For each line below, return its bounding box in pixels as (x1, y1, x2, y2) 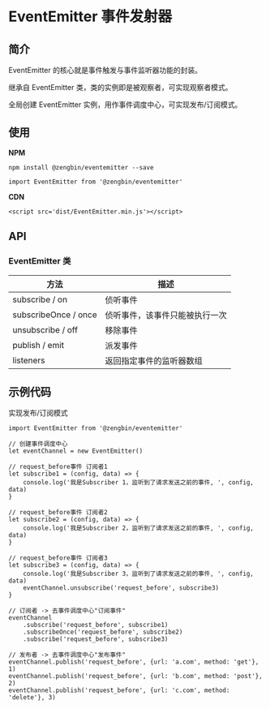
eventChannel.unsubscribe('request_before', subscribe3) (23, 584, 220, 592)
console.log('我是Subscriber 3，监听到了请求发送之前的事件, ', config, (23, 569, 254, 578)
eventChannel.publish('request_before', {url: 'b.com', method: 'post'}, (8, 672, 264, 681)
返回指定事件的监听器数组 (105, 354, 203, 366)
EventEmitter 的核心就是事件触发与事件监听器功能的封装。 (8, 66, 203, 75)
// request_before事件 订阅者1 (8, 463, 108, 471)
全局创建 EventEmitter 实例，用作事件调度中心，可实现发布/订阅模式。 (8, 100, 242, 110)
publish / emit (12, 339, 65, 350)
